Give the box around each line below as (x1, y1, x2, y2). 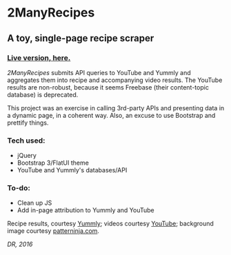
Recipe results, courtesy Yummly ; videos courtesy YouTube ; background (7, 219, 214, 228)
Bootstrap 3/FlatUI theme (17, 159, 90, 167)
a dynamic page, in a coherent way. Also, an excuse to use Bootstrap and (7, 111, 216, 119)
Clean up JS (17, 198, 52, 207)
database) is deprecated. (7, 90, 79, 99)
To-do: (7, 183, 31, 193)
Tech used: (7, 136, 46, 145)
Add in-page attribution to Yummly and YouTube (17, 206, 154, 214)
